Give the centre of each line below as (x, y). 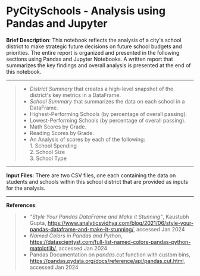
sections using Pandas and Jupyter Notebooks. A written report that (90, 59)
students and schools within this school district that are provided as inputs (97, 181)
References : (21, 205)
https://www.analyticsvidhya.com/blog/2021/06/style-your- (121, 223)
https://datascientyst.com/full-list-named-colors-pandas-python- (110, 241)
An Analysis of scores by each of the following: (87, 139)
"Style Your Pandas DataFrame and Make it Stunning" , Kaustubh (109, 217)
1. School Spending (53, 145)
